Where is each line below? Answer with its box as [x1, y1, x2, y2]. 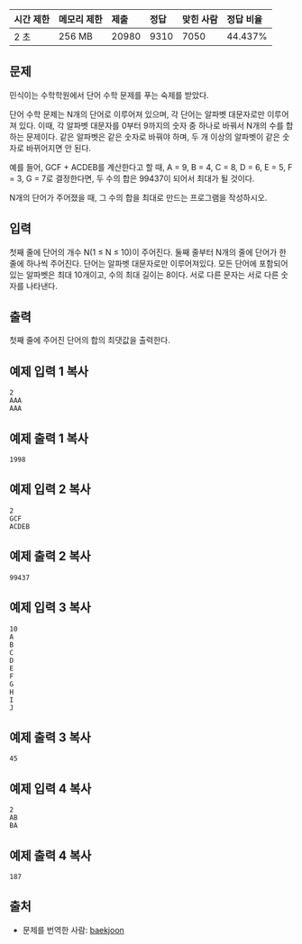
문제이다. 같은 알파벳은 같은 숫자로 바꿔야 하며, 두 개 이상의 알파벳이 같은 [25, 131, 281, 142]
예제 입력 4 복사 [9, 781, 92, 796]
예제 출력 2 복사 [9, 549, 92, 564]
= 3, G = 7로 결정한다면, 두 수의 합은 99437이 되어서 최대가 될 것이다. [9, 173, 255, 184]
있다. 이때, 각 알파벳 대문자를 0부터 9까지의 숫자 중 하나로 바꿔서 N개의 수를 [18, 120, 284, 131]
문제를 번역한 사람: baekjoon [22, 924, 124, 935]
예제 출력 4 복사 [9, 848, 92, 863]
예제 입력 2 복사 [9, 482, 92, 497]
